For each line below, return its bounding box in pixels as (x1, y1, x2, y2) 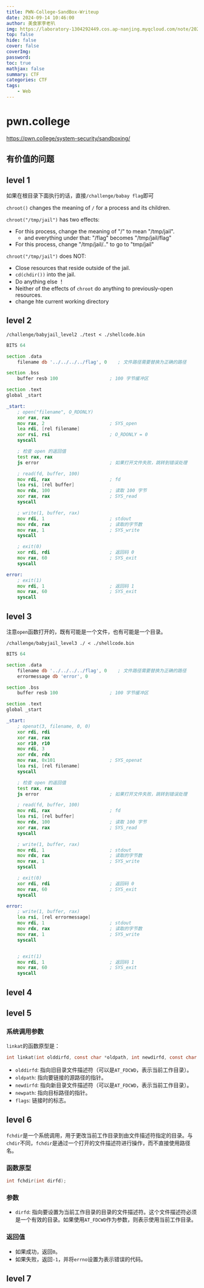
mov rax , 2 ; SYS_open (17, 420, 137, 427)
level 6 (6, 1115, 32, 1125)
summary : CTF (6, 71, 39, 77)
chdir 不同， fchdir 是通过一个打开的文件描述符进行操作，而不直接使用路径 (6, 1139, 191, 1147)
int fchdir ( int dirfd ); (6, 1178, 67, 1184)
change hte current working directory (15, 298, 109, 305)
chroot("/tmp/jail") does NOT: (6, 252, 86, 260)
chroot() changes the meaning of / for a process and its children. (6, 204, 171, 212)
